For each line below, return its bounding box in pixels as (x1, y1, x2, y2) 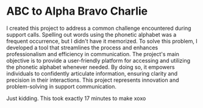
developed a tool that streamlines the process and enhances (6, 44, 158, 51)
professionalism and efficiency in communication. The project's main (6, 50, 180, 57)
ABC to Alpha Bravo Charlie (6, 4, 148, 18)
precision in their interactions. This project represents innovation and (6, 76, 179, 84)
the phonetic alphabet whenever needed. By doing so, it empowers (6, 63, 175, 71)
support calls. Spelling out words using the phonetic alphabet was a (6, 31, 177, 38)
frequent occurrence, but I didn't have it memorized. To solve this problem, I (6, 37, 198, 45)
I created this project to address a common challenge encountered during (6, 24, 191, 32)
